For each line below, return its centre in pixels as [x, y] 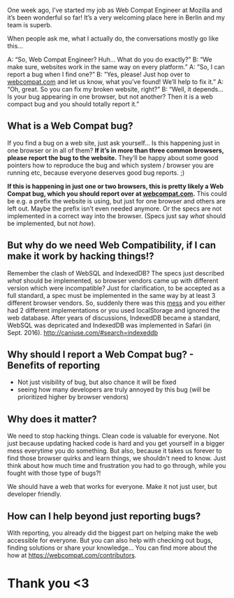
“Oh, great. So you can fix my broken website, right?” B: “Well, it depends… [115, 89]
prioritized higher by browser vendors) [73, 397]
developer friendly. [34, 494]
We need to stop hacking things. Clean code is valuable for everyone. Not [113, 436]
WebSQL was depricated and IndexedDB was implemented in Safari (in [109, 325]
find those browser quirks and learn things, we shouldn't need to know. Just [117, 458]
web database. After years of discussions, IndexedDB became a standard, [114, 318]
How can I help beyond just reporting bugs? [104, 516]
